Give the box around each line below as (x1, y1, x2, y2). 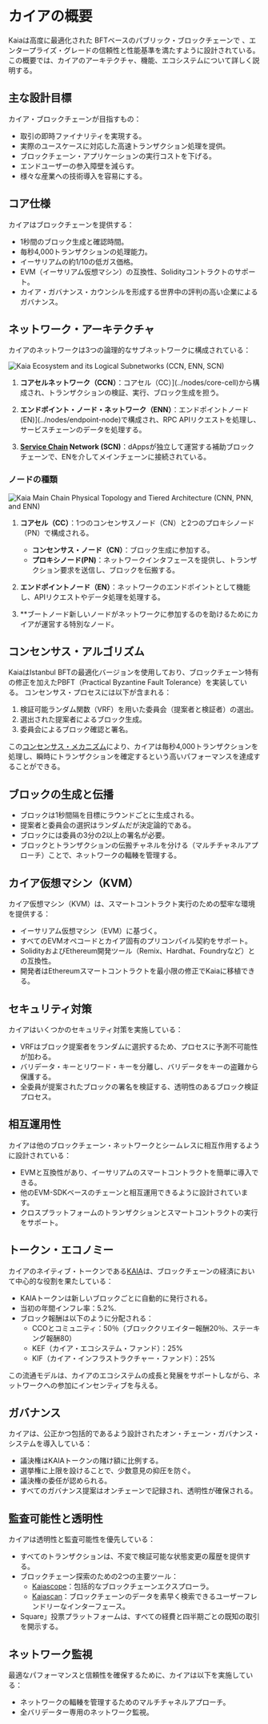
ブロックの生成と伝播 (8, 787, 114, 801)
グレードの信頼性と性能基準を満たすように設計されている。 (63, 45, 260, 55)
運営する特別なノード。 (41, 619, 118, 629)
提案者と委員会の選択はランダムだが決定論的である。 (19, 820, 196, 830)
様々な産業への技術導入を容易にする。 (19, 171, 146, 180)
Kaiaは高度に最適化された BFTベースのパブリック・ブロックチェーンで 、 (8, 35, 250, 45)
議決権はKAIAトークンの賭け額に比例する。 (19, 1456, 163, 1466)
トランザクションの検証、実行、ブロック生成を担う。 (47, 388, 224, 398)
